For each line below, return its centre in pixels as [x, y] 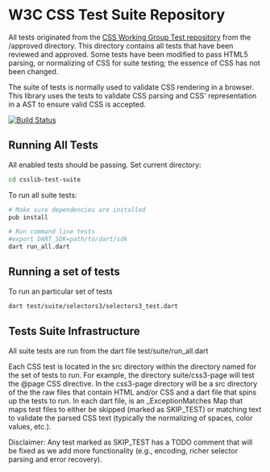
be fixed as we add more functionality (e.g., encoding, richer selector [123, 450]
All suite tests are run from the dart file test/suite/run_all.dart [108, 351]
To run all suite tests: [43, 194]
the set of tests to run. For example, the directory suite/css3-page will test [132, 375]
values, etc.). [30, 426]
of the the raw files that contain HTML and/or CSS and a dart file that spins [133, 392]
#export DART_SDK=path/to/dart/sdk [68, 240]
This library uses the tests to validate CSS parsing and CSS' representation [133, 95]
